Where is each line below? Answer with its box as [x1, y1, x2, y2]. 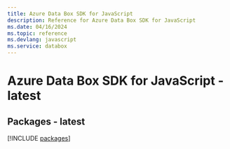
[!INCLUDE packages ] [7, 134, 71, 142]
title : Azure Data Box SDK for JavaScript [7, 10, 133, 17]
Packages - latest [7, 115, 86, 127]
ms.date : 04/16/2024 [7, 23, 68, 30]
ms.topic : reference [7, 29, 68, 37]
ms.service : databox [7, 43, 68, 50]
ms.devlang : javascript [7, 36, 77, 43]
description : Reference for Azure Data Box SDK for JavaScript [7, 17, 196, 24]
